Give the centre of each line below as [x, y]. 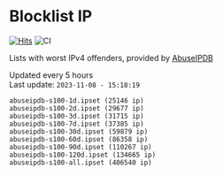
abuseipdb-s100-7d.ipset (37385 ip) [77, 124]
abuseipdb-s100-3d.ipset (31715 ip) [77, 116]
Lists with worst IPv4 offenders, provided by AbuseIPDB [111, 57]
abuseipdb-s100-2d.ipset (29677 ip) [77, 108]
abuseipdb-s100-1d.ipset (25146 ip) [77, 100]
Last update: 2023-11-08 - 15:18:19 [74, 84]
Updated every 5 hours [51, 75]
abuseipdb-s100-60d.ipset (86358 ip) [79, 139]
